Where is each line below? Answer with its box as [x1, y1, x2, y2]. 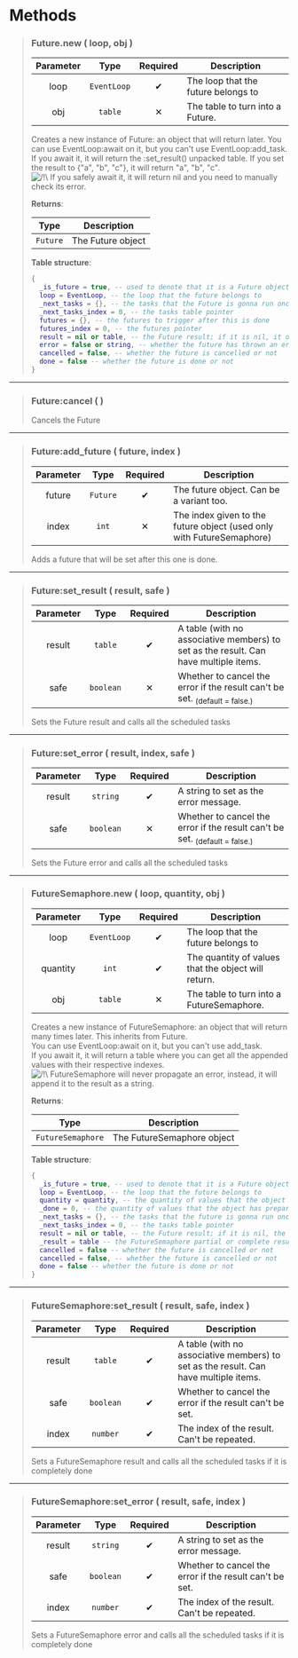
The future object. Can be [172, 483, 280, 495]
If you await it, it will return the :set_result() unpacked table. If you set [30, 153, 285, 164]
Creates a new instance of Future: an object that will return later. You [30, 134, 282, 145]
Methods [9, 5, 77, 26]
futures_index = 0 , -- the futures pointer [39, 324, 202, 333]
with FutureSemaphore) [172, 531, 272, 543]
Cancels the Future [30, 414, 101, 426]
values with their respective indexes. [30, 1059, 165, 1070]
